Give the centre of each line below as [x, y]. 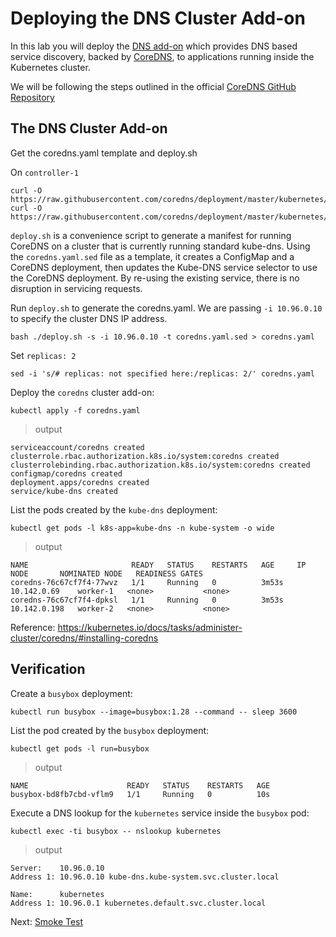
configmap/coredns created [66, 473]
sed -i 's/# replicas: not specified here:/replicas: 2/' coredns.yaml [162, 373]
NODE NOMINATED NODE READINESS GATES [106, 573]
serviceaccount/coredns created [77, 447]
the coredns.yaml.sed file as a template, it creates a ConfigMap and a [152, 256]
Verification [48, 669]
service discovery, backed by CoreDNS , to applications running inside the [162, 56]
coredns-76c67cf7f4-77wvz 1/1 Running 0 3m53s [147, 582]
